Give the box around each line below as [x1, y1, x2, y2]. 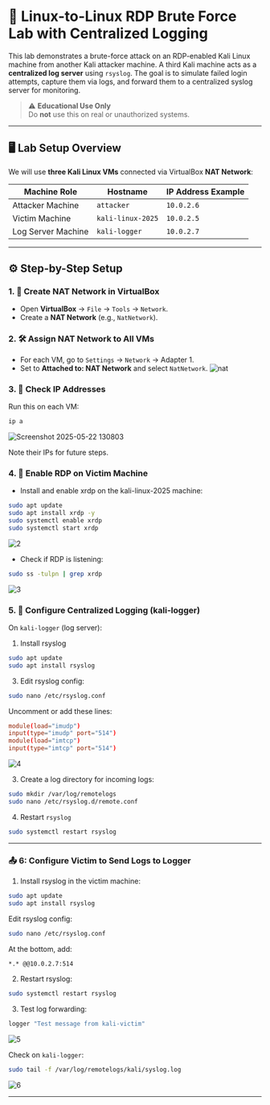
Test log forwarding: [19, 1004, 87, 1014]
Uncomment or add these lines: [8, 706, 112, 716]
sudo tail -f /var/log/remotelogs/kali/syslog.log [8, 1066, 182, 1074]
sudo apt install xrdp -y [8, 509, 95, 517]
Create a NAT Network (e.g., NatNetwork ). [19, 313, 158, 322]
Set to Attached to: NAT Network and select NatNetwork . [19, 363, 208, 373]
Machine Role [23, 185, 78, 197]
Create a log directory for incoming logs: [19, 775, 154, 784]
